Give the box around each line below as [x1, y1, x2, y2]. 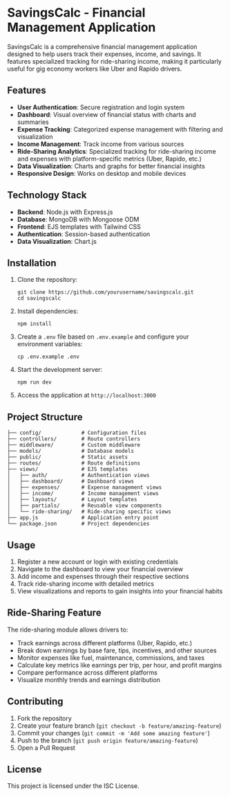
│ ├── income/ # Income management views [7, 490, 159, 497]
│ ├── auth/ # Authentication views [7, 472, 150, 479]
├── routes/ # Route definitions [7, 460, 140, 467]
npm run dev [17, 379, 52, 386]
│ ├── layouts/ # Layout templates [7, 496, 137, 503]
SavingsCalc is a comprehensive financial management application [7, 42, 198, 51]
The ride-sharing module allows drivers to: [7, 625, 128, 634]
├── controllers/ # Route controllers [7, 436, 140, 442]
